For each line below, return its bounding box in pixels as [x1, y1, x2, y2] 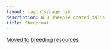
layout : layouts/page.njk [6, 8, 70, 15]
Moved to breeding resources [6, 36, 79, 44]
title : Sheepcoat [6, 20, 50, 26]
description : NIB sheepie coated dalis [6, 14, 106, 20]
